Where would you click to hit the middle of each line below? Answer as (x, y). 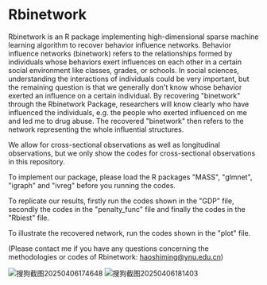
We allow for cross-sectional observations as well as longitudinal (114, 144)
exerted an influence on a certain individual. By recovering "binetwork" (124, 95)
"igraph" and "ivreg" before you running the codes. (92, 185)
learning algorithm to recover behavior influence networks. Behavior (120, 44)
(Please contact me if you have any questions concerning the (108, 248)
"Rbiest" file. (29, 218)
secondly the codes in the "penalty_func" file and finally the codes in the (127, 209)
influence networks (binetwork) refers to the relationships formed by (120, 53)
